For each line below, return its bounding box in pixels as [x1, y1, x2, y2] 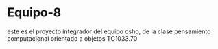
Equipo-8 [7, 5, 62, 20]
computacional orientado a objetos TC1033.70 [7, 34, 138, 42]
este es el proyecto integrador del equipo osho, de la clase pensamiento [7, 27, 211, 35]
